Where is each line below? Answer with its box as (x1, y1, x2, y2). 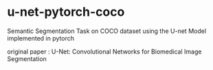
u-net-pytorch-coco (7, 4, 125, 20)
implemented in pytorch (7, 34, 74, 42)
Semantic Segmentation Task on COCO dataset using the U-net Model (7, 27, 207, 35)
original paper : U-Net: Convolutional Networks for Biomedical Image (7, 47, 202, 56)
